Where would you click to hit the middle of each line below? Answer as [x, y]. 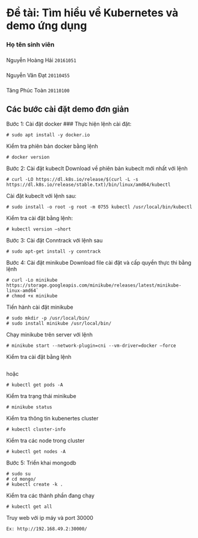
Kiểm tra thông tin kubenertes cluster [52, 418]
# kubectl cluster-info [36, 429]
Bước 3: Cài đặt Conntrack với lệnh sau [54, 240]
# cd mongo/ [21, 479]
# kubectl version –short [39, 229]
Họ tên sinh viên [30, 45]
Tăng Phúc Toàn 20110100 [38, 90]
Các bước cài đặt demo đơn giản [68, 109]
